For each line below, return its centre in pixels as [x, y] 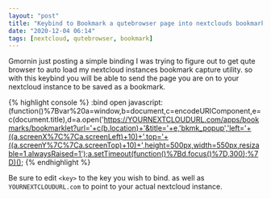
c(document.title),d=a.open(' [56, 120]
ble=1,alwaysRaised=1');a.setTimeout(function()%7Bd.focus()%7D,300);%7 [133, 154]
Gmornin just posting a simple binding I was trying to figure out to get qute [132, 61]
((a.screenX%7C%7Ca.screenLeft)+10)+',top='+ [89, 137]
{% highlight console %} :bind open [68, 102]
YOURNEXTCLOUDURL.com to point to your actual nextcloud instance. [116, 187]
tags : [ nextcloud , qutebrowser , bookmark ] [81, 38]
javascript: [146, 102]
